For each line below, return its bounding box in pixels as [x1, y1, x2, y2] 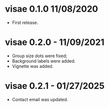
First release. [12, 20, 38, 25]
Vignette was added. [12, 63, 54, 69]
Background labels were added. [12, 58, 76, 64]
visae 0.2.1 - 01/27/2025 [5, 81, 105, 91]
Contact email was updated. [12, 96, 68, 102]
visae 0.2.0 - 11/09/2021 [5, 37, 105, 48]
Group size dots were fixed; [12, 53, 67, 59]
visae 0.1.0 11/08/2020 [5, 3, 98, 15]
